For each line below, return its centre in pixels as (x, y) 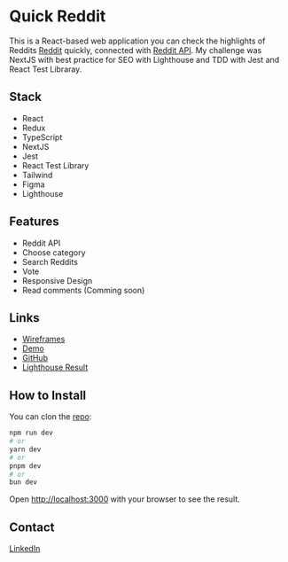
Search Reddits (50, 261)
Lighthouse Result (55, 367)
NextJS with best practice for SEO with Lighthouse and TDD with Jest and (144, 59)
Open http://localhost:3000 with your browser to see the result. (125, 499)
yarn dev (25, 449)
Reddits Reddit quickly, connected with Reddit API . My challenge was (136, 50)
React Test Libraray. (46, 69)
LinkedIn (25, 549)
